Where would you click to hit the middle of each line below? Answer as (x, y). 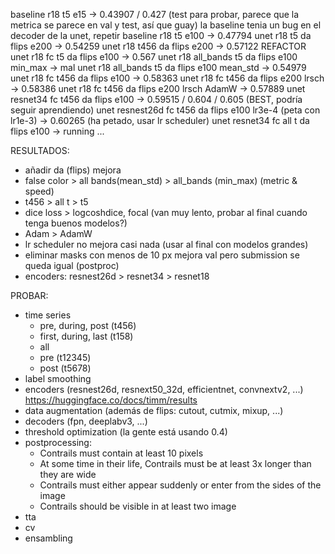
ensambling (48, 538)
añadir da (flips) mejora (73, 170)
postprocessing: (58, 442)
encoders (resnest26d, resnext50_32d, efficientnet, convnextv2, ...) (164, 389)
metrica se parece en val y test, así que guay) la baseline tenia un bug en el (166, 25)
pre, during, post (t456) (88, 325)
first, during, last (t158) (86, 336)
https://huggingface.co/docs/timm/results (111, 400)
